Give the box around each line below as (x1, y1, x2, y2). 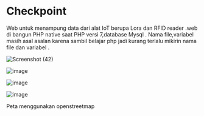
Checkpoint (6, 4, 67, 18)
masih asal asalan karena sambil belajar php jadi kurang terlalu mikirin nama (6, 37, 197, 44)
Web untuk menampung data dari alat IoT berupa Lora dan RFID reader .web (6, 24, 198, 32)
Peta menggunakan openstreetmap (6, 102, 95, 110)
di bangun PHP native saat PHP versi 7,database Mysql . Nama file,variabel (6, 30, 194, 38)
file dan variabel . (6, 44, 50, 51)
